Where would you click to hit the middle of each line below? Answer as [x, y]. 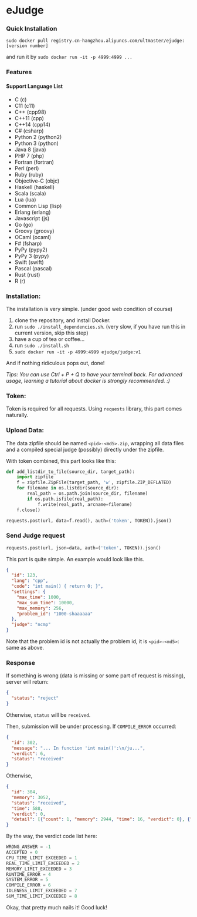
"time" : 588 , [27, 808]
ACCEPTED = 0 [22, 853]
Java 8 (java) [30, 149]
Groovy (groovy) [34, 231]
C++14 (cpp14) [33, 124]
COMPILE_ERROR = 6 [28, 885]
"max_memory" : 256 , [40, 608]
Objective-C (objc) [37, 181]
